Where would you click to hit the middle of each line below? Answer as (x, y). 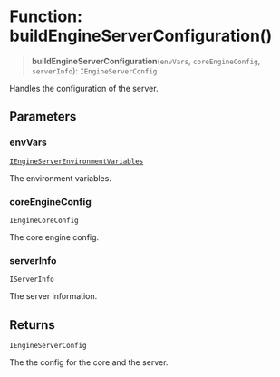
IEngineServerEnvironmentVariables (77, 161)
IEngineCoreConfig (44, 220)
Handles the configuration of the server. (84, 88)
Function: (46, 17)
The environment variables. (60, 178)
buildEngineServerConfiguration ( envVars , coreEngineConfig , (146, 61)
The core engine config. (54, 237)
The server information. (53, 296)
